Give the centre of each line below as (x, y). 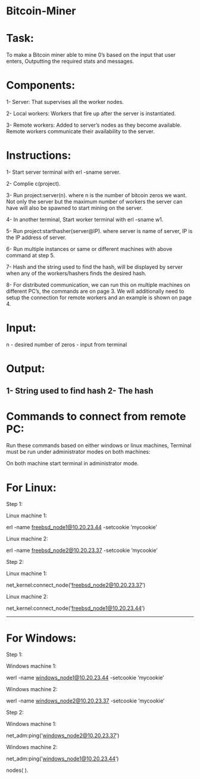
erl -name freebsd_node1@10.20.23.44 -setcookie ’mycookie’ (82, 527)
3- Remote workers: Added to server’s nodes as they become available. (94, 125)
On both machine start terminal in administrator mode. (72, 464)
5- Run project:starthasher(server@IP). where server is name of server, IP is (99, 231)
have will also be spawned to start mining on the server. (74, 208)
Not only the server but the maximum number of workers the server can (94, 202)
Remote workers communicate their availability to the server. (80, 131)
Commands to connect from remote (96, 416)
